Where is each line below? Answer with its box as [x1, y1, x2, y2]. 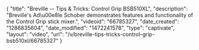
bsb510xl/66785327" [6, 37, 59, 44]
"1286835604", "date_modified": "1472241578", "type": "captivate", [6, 24, 175, 31]
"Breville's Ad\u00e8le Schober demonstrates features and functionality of [6, 11, 194, 19]
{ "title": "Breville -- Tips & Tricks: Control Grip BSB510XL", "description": [6, 5, 188, 12]
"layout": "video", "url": [6, 31, 64, 38]
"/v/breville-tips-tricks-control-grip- [65, 31, 155, 38]
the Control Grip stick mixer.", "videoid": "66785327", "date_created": [6, 18, 179, 25]
